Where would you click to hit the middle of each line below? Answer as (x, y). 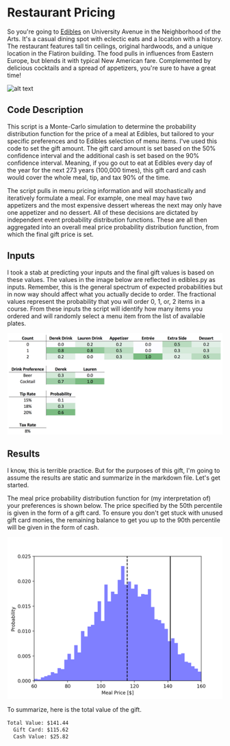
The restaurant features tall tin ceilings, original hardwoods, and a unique (110, 46)
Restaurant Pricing (61, 13)
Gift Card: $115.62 (41, 730)
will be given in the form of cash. (53, 527)
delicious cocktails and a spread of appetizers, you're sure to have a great (112, 68)
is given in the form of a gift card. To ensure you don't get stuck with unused (115, 513)
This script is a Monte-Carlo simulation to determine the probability (102, 126)
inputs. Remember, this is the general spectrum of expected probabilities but (115, 287)
